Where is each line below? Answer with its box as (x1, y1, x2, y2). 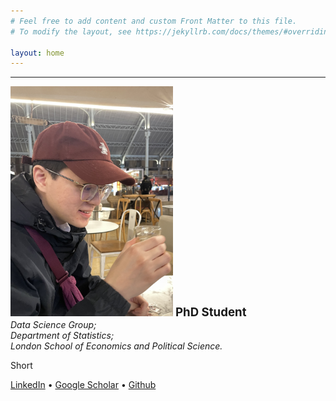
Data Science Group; (10, 319, 97, 331)
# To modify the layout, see (10, 26, 132, 37)
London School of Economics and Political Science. (10, 340, 223, 352)
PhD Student (174, 305, 247, 320)
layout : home (10, 48, 65, 58)
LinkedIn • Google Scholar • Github (10, 379, 157, 391)
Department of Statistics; (10, 330, 115, 342)
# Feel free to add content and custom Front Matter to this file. (10, 16, 298, 26)
